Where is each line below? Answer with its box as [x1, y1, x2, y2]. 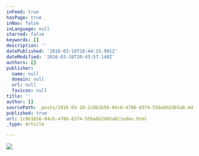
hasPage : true [6, 15, 42, 21]
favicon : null [11, 88, 47, 94]
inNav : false [6, 20, 39, 26]
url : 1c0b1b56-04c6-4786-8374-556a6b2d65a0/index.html [6, 115, 148, 122]
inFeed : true [6, 8, 39, 15]
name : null [11, 71, 39, 77]
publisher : [6, 65, 34, 71]
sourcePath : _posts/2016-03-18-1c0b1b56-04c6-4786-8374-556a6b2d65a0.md [6, 104, 194, 111]
